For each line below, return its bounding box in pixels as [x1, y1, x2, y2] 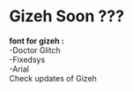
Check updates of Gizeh [9, 73, 97, 83]
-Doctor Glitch [9, 44, 61, 55]
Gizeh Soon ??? [9, 6, 125, 27]
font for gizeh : [9, 35, 64, 46]
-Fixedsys [9, 54, 46, 65]
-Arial [9, 64, 29, 74]
